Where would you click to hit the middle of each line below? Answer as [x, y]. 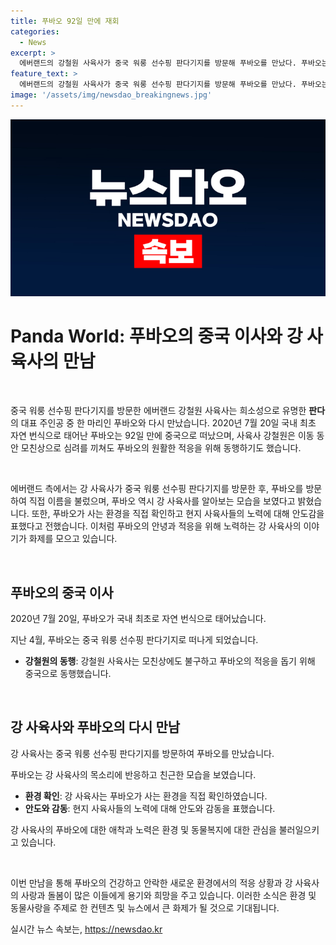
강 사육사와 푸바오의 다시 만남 [95, 727]
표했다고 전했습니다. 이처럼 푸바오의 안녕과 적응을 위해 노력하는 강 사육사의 [156, 526]
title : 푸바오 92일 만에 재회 [65, 21]
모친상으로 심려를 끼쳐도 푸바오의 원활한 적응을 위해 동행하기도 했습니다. [161, 448]
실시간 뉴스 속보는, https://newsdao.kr [86, 929]
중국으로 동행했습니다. [68, 673]
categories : [35, 31]
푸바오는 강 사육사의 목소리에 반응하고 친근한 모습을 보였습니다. [133, 774]
